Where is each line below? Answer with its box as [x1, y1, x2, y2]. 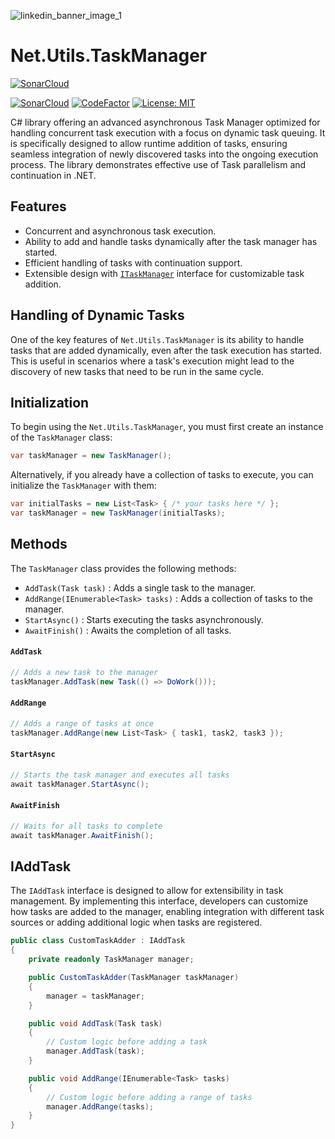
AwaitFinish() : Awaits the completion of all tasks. [24, 624, 232, 636]
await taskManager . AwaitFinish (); [10, 830, 155, 840]
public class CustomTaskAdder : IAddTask [10, 936, 186, 946]
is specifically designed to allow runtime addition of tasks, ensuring [10, 137, 288, 149]
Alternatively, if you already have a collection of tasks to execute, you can [10, 469, 314, 481]
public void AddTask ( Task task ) [28, 1018, 163, 1029]
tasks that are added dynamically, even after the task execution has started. [10, 344, 323, 356]
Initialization [10, 394, 90, 411]
